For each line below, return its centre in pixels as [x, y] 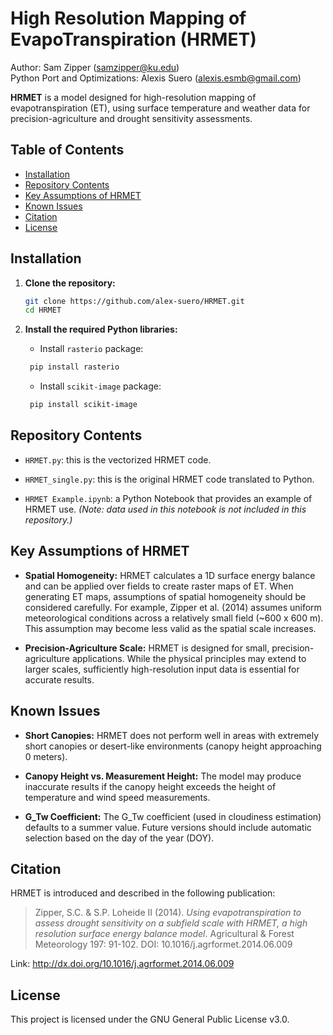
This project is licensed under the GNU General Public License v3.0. [150, 1019]
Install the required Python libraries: [101, 329]
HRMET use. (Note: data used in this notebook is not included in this [165, 509]
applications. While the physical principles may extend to [189, 658]
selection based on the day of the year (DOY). [119, 838]
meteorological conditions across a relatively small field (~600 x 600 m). [174, 618]
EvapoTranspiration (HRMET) [133, 39]
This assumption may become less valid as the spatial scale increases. [170, 628]
